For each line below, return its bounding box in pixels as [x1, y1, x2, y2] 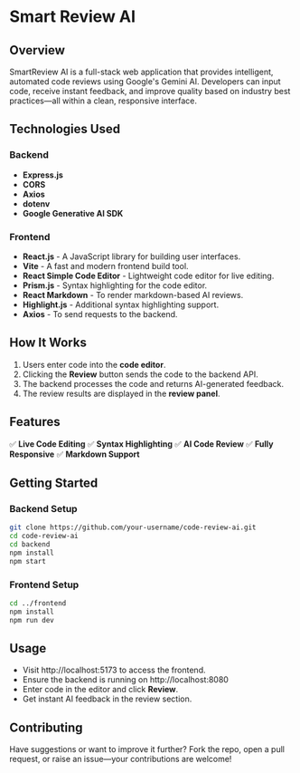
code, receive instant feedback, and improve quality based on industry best [9, 86, 291, 96]
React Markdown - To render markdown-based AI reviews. [22, 289, 244, 300]
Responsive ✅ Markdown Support [9, 449, 140, 459]
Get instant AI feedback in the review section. [22, 693, 192, 704]
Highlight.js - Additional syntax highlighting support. [22, 299, 220, 310]
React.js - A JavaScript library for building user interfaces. [22, 251, 241, 262]
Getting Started [9, 476, 98, 490]
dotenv [22, 198, 51, 209]
